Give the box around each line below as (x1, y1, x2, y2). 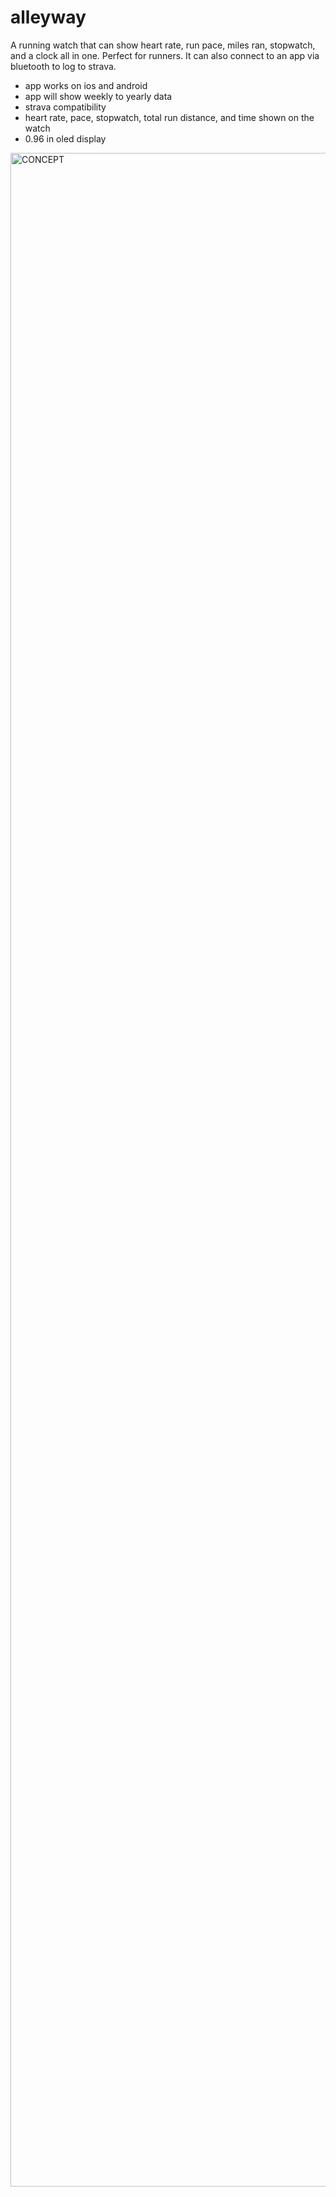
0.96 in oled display (24, 132, 107, 145)
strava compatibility (24, 101, 107, 113)
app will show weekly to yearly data (24, 90, 173, 102)
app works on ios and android (24, 79, 148, 91)
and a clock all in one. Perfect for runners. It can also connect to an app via (10, 49, 320, 61)
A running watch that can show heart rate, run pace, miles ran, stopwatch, (10, 39, 316, 51)
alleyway (10, 6, 87, 29)
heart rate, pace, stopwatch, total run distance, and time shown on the (24, 111, 315, 123)
